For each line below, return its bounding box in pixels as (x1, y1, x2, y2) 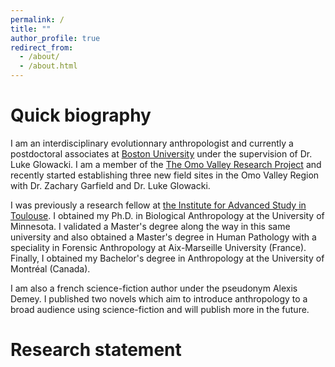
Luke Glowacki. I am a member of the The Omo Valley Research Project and (10, 158, 322, 170)
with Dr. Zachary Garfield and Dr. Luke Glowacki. (10, 179, 211, 191)
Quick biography (10, 104, 152, 127)
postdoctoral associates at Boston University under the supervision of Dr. (10, 147, 313, 160)
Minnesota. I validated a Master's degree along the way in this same (10, 220, 291, 232)
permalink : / (10, 14, 65, 25)
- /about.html (19, 61, 78, 71)
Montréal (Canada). (10, 262, 91, 275)
